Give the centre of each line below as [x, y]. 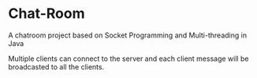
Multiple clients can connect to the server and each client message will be [128, 58]
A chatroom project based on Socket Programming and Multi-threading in [127, 35]
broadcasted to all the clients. [56, 66]
